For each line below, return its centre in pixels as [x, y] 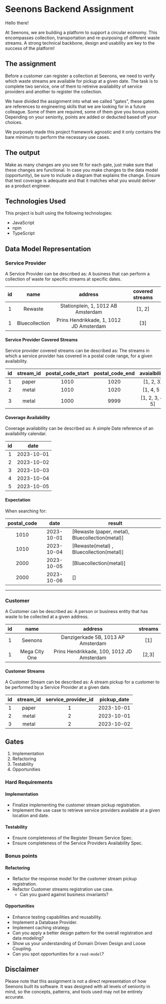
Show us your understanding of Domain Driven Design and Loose [79, 943]
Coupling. [22, 948]
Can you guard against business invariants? [64, 894]
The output [23, 153]
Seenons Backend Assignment [69, 9]
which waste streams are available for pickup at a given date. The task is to [82, 81]
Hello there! [17, 23]
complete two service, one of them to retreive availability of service [74, 86]
